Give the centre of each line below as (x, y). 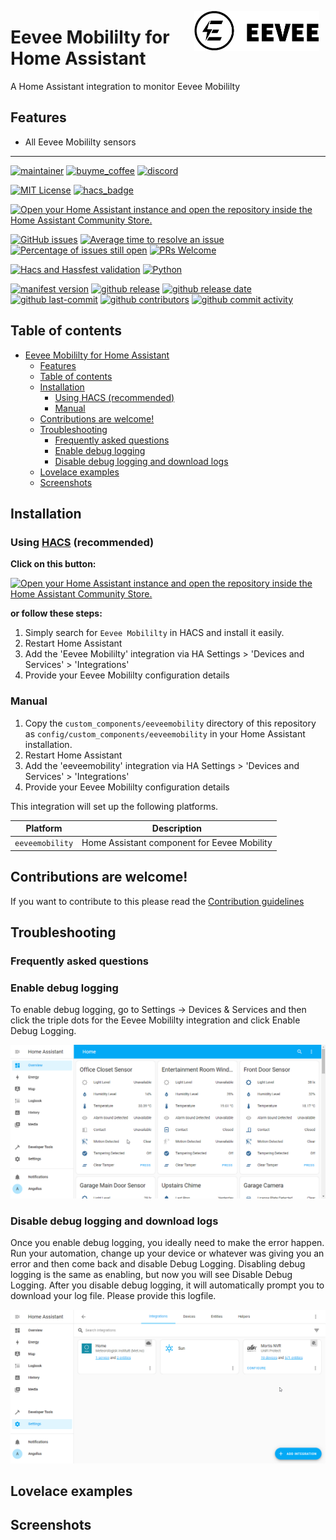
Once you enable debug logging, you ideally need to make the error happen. (167, 1243)
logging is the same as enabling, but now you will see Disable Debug (151, 1275)
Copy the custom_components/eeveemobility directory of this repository (170, 723)
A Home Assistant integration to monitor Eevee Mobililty (125, 86)
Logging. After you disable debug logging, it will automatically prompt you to (167, 1285)
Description (176, 828)
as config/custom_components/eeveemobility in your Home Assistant (165, 733)
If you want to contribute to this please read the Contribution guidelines (157, 901)
